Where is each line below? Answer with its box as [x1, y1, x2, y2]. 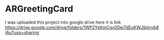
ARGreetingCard [5, 3, 73, 14]
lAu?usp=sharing [5, 29, 40, 35]
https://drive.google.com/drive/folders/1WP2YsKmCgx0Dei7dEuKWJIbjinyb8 [5, 24, 159, 30]
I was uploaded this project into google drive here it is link [5, 19, 121, 25]
